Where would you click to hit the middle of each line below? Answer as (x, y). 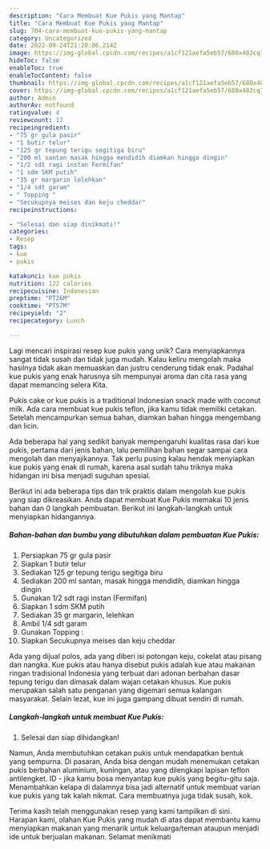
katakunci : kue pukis (45, 276)
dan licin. (24, 425)
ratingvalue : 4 (34, 113)
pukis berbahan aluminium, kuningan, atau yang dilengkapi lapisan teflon (129, 770)
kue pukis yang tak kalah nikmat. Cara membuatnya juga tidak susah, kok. (131, 795)
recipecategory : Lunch (47, 321)
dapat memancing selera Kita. (58, 384)
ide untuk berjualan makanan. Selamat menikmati (90, 836)
